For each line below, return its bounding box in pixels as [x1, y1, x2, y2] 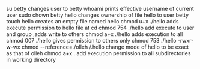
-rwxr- [177, 37, 194, 44]
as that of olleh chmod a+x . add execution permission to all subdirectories [6, 50, 191, 56]
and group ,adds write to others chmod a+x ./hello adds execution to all [6, 31, 183, 38]
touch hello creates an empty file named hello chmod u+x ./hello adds [6, 18, 179, 25]
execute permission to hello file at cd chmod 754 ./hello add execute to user [6, 24, 195, 31]
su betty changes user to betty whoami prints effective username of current [6, 5, 194, 12]
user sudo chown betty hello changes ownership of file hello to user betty [6, 11, 189, 19]
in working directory [6, 56, 56, 63]
